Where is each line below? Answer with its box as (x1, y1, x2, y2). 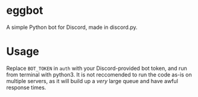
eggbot (6, 4, 43, 17)
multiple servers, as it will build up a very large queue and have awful (6, 77, 178, 84)
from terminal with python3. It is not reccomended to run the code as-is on (6, 70, 192, 78)
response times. (6, 84, 46, 91)
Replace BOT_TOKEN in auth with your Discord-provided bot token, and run (6, 64, 187, 72)
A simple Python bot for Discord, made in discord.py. (6, 23, 138, 31)
